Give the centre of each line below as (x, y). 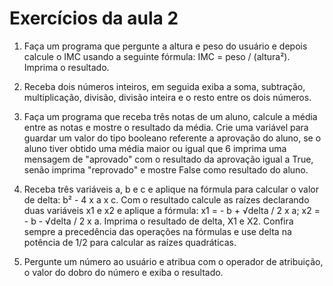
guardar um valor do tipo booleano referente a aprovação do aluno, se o (172, 138)
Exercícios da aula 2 (94, 18)
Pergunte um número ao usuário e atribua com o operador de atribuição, (173, 261)
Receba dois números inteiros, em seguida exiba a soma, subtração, (164, 86)
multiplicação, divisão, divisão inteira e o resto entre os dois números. (167, 97)
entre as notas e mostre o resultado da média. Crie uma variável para (166, 127)
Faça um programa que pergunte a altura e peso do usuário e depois (165, 46)
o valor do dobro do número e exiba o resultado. (123, 272)
